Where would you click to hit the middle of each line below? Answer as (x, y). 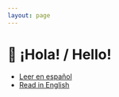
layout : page (29, 15)
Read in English (44, 84)
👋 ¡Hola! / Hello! (59, 54)
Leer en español (45, 76)
